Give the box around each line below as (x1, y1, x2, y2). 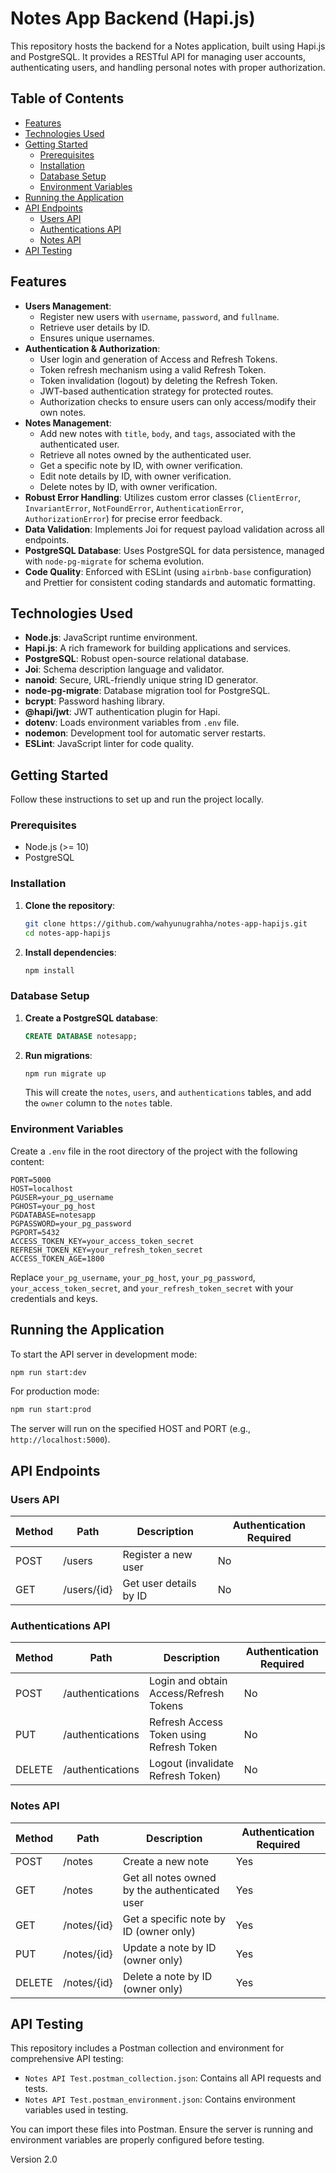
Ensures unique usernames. (39, 332, 155, 344)
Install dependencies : (24, 946, 117, 958)
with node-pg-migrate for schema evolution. (24, 555, 205, 567)
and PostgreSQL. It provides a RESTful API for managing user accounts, (10, 50, 307, 62)
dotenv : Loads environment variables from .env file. (24, 717, 240, 729)
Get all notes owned (122, 1870, 217, 1884)
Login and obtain (148, 1674, 228, 1688)
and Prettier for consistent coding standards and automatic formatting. (24, 576, 316, 588)
